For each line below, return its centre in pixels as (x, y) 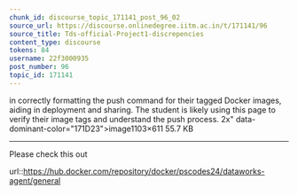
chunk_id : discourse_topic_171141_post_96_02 (94, 17)
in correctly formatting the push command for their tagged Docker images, (145, 100)
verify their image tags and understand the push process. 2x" (122, 119)
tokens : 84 (29, 51)
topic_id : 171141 (41, 75)
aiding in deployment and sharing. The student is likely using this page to (143, 109)
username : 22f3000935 (49, 58)
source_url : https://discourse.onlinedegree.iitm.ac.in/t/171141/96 (138, 26)
